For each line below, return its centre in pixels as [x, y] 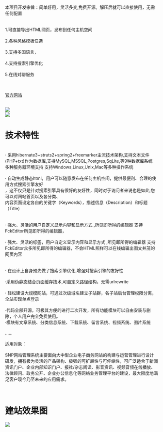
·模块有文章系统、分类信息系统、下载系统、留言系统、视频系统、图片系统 [78, 322]
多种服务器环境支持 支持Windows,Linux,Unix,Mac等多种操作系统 [69, 167]
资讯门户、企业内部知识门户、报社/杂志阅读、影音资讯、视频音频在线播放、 [80, 367]
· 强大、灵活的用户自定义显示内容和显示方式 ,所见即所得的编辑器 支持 [74, 225]
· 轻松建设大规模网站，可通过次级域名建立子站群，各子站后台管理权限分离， [81, 293]
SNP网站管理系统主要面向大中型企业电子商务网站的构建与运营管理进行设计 [80, 355]
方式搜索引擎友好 [26, 184]
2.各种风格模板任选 [24, 41]
